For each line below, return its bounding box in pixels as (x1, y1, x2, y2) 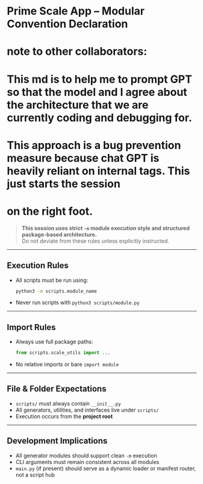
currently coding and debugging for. (7, 110, 192, 124)
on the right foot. (7, 204, 93, 218)
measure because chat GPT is (7, 151, 160, 165)
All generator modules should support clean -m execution (15, 451, 157, 459)
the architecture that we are (7, 98, 149, 112)
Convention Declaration (7, 17, 128, 31)
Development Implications (7, 436, 108, 446)
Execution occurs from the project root (15, 412, 113, 420)
